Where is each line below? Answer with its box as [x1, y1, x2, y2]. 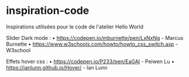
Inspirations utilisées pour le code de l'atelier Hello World [6, 23, 144, 30]
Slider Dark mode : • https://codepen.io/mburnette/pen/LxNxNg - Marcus [6, 34, 184, 41]
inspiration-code [6, 4, 90, 17]
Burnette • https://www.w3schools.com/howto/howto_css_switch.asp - [6, 41, 178, 47]
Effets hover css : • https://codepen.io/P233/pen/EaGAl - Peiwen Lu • [6, 58, 174, 65]
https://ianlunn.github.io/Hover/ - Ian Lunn [6, 64, 108, 71]
